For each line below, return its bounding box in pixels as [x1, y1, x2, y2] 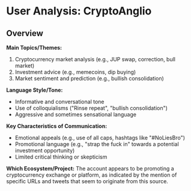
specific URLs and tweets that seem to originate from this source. [6, 178, 168, 184]
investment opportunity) [14, 147, 75, 154]
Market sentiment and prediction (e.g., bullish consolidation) [14, 75, 164, 82]
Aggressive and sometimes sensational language [14, 111, 137, 118]
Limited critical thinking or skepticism [14, 153, 108, 160]
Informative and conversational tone [14, 98, 105, 105]
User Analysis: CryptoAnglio [6, 4, 152, 18]
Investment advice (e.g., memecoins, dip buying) [14, 68, 136, 76]
